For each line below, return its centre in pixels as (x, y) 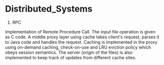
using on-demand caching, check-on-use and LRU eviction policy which (78, 47)
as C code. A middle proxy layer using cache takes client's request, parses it (82, 37)
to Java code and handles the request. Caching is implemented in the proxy (81, 42)
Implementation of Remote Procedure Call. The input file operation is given (80, 32)
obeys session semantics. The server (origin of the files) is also (69, 52)
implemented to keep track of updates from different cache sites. (71, 57)
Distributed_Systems (49, 9)
